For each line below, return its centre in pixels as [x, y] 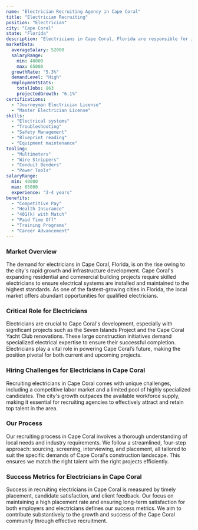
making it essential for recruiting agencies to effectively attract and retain [95, 402]
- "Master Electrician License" [51, 110]
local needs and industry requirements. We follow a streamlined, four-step [96, 442]
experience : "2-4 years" [42, 192]
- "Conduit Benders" [37, 165]
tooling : [17, 149]
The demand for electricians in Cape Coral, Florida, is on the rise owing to [96, 264]
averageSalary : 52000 [38, 50]
